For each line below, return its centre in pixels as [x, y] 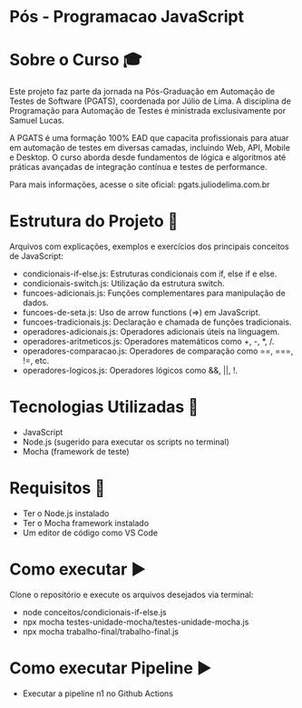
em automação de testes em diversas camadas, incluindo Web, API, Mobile [150, 148]
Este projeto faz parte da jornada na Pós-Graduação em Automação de [142, 92]
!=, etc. [36, 361]
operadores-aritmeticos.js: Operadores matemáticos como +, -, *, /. [148, 342]
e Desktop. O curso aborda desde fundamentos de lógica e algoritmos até [148, 157]
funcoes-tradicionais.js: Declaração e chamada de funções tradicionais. [157, 322]
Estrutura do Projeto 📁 [94, 221]
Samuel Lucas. [37, 121]
